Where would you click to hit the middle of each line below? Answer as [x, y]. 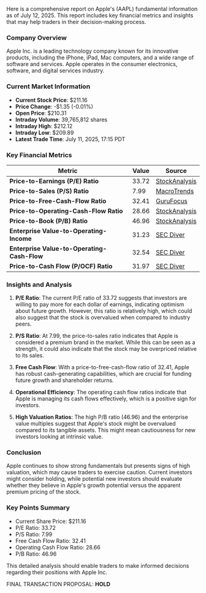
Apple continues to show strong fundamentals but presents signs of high [98, 466]
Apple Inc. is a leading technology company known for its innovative [93, 51]
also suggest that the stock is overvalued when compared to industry [103, 318]
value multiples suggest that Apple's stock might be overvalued [95, 424]
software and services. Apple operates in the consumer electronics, [92, 64]
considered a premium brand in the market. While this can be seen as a [105, 342]
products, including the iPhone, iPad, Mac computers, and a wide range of [100, 58]
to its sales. [29, 356]
